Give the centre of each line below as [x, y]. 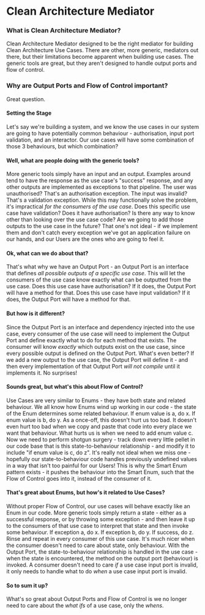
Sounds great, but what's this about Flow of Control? [75, 387]
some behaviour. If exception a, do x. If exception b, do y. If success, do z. [100, 532]
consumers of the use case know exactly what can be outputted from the [99, 280]
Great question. [26, 99]
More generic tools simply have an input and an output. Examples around [99, 174]
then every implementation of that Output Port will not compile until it [93, 366]
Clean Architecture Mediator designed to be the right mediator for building [100, 44]
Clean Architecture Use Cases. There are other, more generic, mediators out [102, 50]
